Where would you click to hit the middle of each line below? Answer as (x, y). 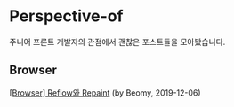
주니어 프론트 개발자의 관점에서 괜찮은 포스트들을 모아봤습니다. (117, 42)
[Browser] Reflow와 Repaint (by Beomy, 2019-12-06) (105, 92)
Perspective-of (66, 16)
